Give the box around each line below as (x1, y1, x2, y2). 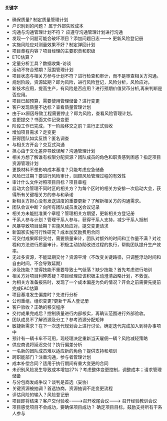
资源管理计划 (11, 160, 38, 166)
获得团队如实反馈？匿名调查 (11, 135, 69, 141)
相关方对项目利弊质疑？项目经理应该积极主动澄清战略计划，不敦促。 (11, 273, 152, 279)
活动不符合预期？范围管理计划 (11, 66, 73, 72)
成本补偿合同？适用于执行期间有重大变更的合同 (11, 360, 108, 366)
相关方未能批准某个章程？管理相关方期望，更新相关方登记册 (11, 210, 135, 216)
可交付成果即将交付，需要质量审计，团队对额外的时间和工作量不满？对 (11, 235, 157, 241)
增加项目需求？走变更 (11, 129, 56, 135)
